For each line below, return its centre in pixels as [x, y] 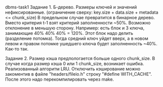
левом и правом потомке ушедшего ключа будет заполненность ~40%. [81, 43]
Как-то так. [17, 49]
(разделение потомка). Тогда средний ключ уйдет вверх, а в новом [77, 38]
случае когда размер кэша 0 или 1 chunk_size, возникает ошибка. [75, 64]
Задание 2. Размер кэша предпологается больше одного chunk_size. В [80, 58]
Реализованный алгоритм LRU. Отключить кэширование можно [73, 69]
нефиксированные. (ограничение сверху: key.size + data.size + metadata [82, 12]
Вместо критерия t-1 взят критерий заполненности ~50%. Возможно [78, 23]
